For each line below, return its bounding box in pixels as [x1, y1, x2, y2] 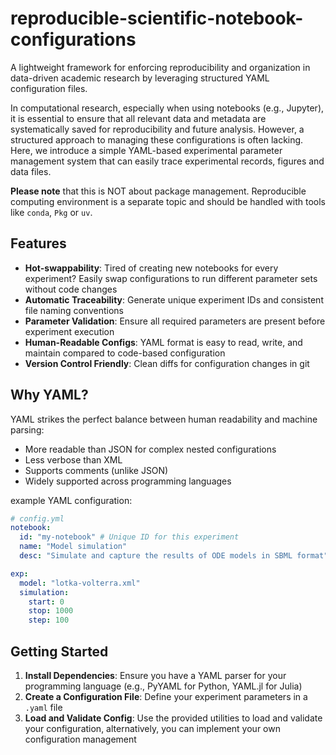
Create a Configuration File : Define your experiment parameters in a [24, 691, 308, 702]
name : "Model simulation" [19, 542, 128, 552]
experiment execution [24, 325, 115, 337]
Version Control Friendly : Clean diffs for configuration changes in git [24, 357, 310, 369]
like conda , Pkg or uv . [10, 206, 93, 218]
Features [10, 235, 67, 252]
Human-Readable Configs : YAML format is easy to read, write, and [24, 336, 303, 348]
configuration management [24, 733, 137, 745]
